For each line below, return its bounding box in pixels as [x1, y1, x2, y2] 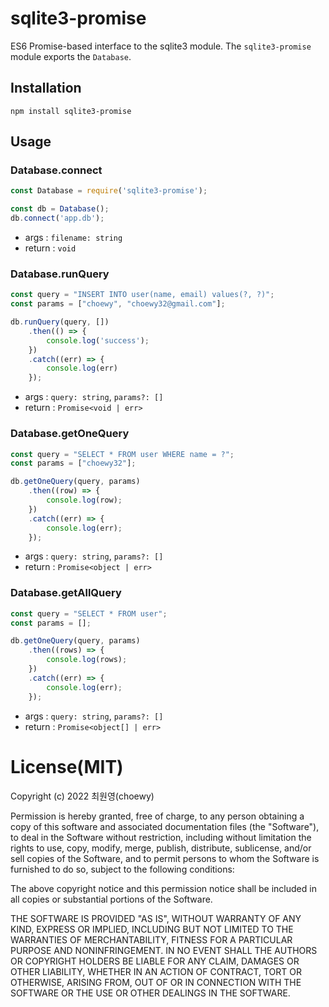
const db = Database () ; [10, 204, 110, 214]
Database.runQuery [10, 267, 110, 281]
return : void [24, 242, 77, 254]
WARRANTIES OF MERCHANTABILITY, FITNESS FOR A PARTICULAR [10, 933, 293, 946]
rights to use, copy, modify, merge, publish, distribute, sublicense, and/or [10, 842, 312, 854]
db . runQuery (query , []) [10, 317, 110, 327]
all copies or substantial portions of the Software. [10, 893, 213, 905]
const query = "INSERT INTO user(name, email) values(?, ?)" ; [10, 290, 275, 300]
